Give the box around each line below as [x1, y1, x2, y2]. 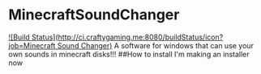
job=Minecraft [8, 40, 56, 50]
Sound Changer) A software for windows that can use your [57, 40, 254, 50]
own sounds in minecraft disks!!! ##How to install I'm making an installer [8, 49, 250, 59]
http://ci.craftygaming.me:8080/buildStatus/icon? [58, 32, 224, 42]
